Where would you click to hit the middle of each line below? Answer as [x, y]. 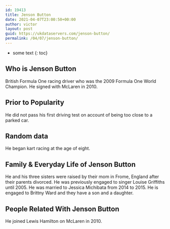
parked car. [17, 120]
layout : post [19, 29]
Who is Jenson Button [41, 69]
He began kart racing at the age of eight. [48, 149]
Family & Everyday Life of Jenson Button [71, 164]
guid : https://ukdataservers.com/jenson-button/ [58, 34]
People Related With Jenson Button [62, 209]
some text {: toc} [30, 53]
